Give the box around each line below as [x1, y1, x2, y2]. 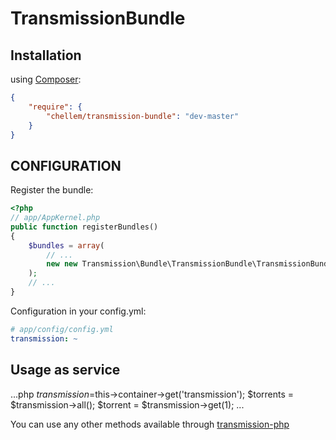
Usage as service [10, 362, 121, 379]
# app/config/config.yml [10, 324, 114, 334]
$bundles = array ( [28, 240, 105, 251]
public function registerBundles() [10, 222, 159, 232]
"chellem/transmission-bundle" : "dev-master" [46, 111, 240, 121]
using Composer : [10, 73, 82, 85]
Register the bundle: [10, 184, 94, 196]
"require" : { [28, 102, 83, 112]
